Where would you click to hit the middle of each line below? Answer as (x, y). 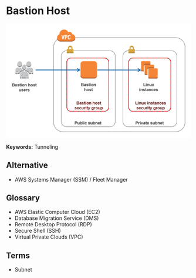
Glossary (23, 198)
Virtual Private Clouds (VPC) (49, 237)
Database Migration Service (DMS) (57, 218)
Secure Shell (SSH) (38, 231)
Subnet (23, 270)
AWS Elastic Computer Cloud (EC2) (58, 212)
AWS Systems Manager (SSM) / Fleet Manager (71, 179)
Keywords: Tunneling (32, 147)
